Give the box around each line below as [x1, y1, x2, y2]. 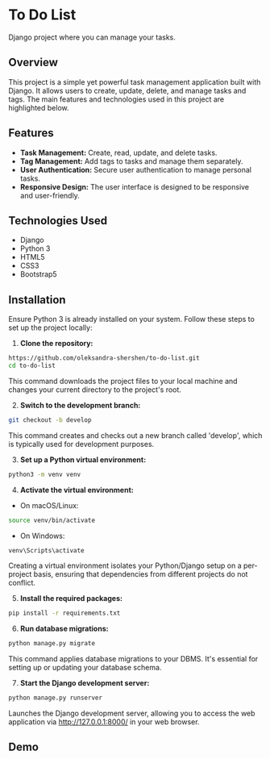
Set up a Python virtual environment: [19, 454, 147, 465]
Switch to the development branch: [19, 400, 141, 410]
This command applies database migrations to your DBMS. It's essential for [8, 654, 259, 664]
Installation [8, 293, 66, 307]
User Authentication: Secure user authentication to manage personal [19, 165, 252, 174]
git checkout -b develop [8, 415, 92, 424]
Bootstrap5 [19, 269, 58, 279]
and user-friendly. [19, 190, 81, 200]
